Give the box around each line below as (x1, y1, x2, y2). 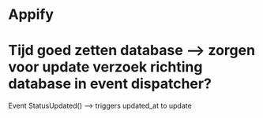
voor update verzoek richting (8, 58, 203, 76)
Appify (8, 6, 54, 24)
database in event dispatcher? (8, 75, 212, 93)
